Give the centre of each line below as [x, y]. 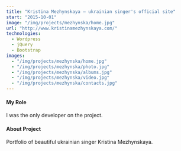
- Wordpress [26, 39]
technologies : [24, 34]
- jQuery [22, 45]
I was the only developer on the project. [54, 115]
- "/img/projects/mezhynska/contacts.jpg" [64, 83]
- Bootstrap [26, 50]
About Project [24, 128]
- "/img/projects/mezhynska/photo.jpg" [61, 67]
